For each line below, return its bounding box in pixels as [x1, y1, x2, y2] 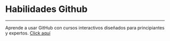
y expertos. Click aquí [5, 30, 51, 36]
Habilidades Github [5, 3, 88, 15]
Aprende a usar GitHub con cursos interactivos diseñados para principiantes [5, 24, 165, 30]
